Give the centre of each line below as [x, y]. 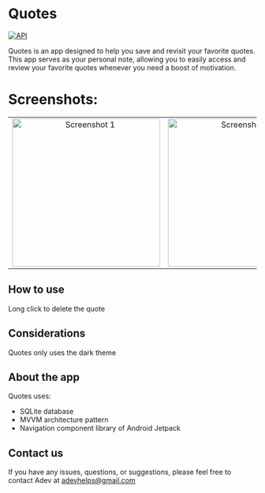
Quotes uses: [30, 396]
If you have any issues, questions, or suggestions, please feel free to [120, 472]
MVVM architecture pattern [64, 420]
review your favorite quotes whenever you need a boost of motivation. [122, 67]
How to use [36, 290]
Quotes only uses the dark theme [62, 353]
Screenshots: [53, 100]
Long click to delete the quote [56, 308]
